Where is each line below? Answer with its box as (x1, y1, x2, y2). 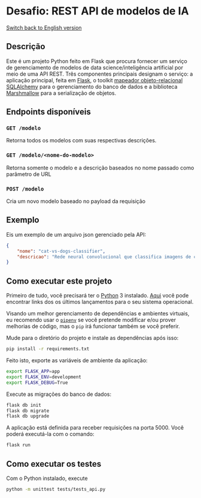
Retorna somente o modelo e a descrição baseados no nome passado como (6, 164, 194, 171)
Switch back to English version (6, 24, 82, 31)
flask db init (6, 402, 42, 408)
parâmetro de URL (6, 170, 52, 178)
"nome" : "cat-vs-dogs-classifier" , (17, 248, 106, 254)
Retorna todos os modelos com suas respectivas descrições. (6, 137, 157, 144)
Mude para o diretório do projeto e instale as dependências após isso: (6, 335, 179, 342)
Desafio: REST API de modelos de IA (6, 4, 190, 18)
